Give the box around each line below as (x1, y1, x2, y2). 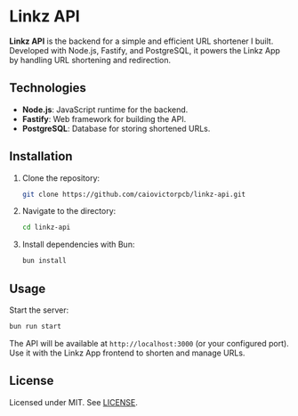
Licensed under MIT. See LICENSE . (9, 396, 138, 407)
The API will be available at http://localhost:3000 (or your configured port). (9, 338, 289, 348)
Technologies (9, 80, 87, 95)
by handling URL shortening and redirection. (9, 54, 172, 65)
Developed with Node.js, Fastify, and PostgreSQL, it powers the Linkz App (9, 45, 280, 55)
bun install (21, 257, 67, 265)
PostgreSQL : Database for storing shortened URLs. (21, 123, 211, 134)
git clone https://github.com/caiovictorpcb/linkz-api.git (21, 190, 246, 199)
